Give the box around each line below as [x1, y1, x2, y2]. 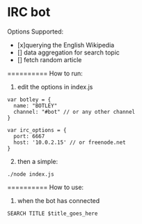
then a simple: [17, 157, 58, 165]
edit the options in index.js [17, 82, 93, 91]
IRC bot [7, 4, 51, 20]
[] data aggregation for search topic [17, 48, 120, 57]
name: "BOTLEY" [13, 102, 58, 109]
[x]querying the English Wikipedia [17, 40, 115, 49]
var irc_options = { [7, 126, 68, 133]
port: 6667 [13, 133, 45, 140]
